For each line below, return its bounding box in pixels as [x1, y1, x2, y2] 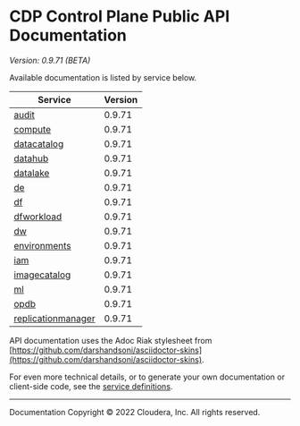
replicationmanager [13, 311, 96, 324]
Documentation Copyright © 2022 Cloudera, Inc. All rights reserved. [9, 406, 261, 417]
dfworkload [13, 210, 62, 223]
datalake [13, 166, 50, 179]
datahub [13, 152, 49, 165]
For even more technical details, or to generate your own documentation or [9, 371, 286, 382]
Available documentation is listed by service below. [9, 72, 197, 82]
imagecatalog [13, 268, 71, 281]
